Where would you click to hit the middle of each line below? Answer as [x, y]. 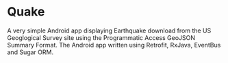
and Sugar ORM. [30, 52]
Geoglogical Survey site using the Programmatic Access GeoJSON [101, 37]
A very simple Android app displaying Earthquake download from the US [109, 30]
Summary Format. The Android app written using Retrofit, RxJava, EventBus [114, 45]
